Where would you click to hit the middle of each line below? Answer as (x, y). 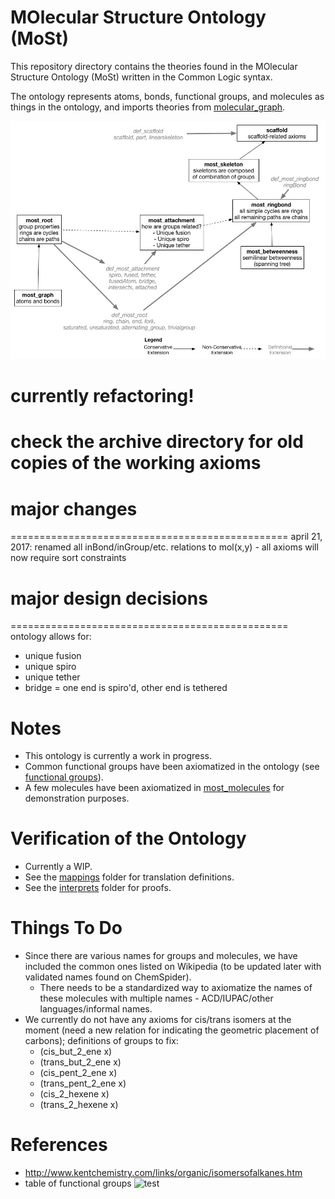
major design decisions (109, 598)
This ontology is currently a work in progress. (118, 756)
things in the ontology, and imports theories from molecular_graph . (148, 107)
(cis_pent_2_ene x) (78, 1073)
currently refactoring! (102, 396)
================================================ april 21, (166, 537)
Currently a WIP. (58, 867)
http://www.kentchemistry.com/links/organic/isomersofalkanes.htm (163, 1173)
